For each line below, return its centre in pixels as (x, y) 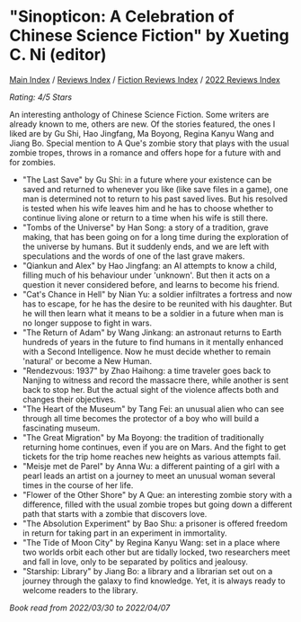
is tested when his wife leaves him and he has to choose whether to (148, 208)
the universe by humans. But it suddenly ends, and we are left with (146, 246)
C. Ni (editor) (58, 55)
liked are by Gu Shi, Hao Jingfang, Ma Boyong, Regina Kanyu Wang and (142, 133)
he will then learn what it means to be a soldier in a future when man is (153, 313)
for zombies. (33, 162)
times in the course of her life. (78, 485)
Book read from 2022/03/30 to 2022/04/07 (90, 608)
